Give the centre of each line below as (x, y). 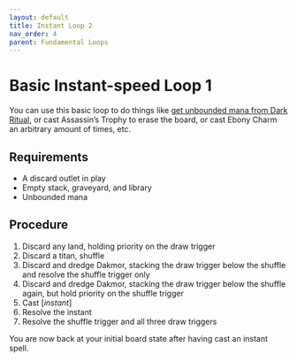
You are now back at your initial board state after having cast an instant (138, 338)
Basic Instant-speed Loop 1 (110, 86)
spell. (19, 348)
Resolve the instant (57, 312)
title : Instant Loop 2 (51, 26)
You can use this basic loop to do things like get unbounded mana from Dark (148, 111)
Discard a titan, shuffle (63, 255)
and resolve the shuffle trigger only (86, 274)
